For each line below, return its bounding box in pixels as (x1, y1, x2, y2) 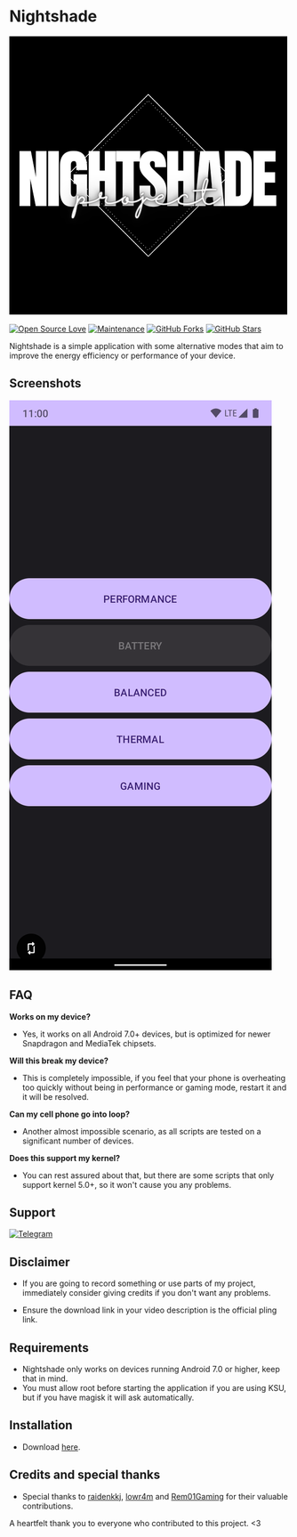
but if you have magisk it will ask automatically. (21, 1392, 195, 1403)
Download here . (21, 1441, 81, 1452)
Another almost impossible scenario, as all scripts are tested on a (21, 1126, 261, 1136)
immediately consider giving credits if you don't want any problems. (21, 1288, 271, 1298)
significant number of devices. (21, 1135, 134, 1146)
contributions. (21, 1500, 74, 1511)
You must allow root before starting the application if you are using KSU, (21, 1383, 287, 1393)
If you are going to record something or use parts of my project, (21, 1278, 256, 1289)
